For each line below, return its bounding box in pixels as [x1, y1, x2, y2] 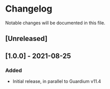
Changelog [5, 3, 52, 15]
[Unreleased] [5, 34, 48, 43]
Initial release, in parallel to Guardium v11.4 [12, 78, 101, 84]
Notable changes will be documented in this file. [5, 20, 105, 26]
